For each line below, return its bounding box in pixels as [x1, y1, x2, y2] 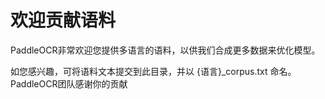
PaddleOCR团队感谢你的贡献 [10, 77, 128, 90]
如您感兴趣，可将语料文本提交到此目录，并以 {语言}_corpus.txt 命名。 [10, 65, 297, 77]
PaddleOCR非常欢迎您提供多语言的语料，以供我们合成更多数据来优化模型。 [10, 44, 321, 56]
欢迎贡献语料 [10, 9, 117, 32]
